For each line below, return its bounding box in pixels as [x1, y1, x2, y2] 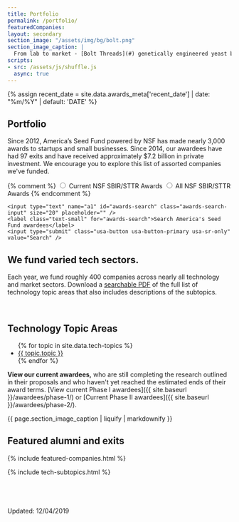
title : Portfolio [7, 10, 59, 18]
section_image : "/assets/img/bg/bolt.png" [7, 37, 135, 44]
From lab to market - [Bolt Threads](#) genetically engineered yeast [14, 51, 228, 58]
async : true [14, 70, 50, 77]
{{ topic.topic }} [17, 349, 64, 357]
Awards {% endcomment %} [7, 190, 91, 198]
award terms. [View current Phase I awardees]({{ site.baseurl [7, 385, 187, 394]
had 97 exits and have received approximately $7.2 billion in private [7, 152, 204, 160]
